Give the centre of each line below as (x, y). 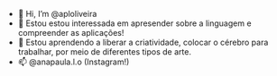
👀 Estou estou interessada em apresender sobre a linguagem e (134, 23)
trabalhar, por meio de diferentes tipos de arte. (105, 52)
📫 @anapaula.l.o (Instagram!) (74, 62)
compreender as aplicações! (71, 33)
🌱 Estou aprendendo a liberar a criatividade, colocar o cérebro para (143, 42)
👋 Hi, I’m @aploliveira (57, 14)
